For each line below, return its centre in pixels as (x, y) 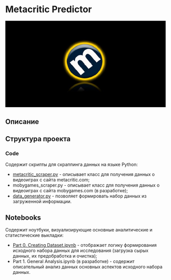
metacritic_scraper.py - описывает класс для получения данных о (84, 174)
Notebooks (23, 218)
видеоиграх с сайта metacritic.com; (51, 180)
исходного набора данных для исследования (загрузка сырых (80, 250)
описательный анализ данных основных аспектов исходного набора (88, 267)
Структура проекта (38, 139)
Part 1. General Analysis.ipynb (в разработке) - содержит (74, 262)
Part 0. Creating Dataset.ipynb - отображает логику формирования (84, 245)
